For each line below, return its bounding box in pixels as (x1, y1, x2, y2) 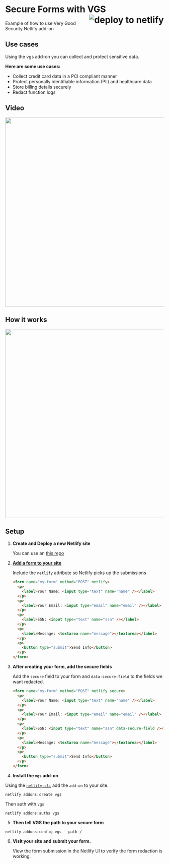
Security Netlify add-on (5, 25, 54, 31)
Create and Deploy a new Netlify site (12, 540, 91, 546)
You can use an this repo (12, 550, 64, 557)
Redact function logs (12, 89, 56, 95)
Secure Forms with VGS (5, 4, 107, 15)
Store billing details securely (12, 84, 71, 90)
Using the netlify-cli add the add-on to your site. (5, 782, 109, 788)
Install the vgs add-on (12, 772, 59, 778)
